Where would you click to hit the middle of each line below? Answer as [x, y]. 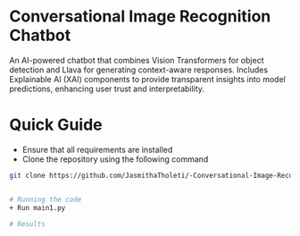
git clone [28, 175]
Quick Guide [56, 125]
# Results [28, 224]
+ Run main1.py [37, 207]
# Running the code [46, 199]
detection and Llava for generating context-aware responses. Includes [139, 70]
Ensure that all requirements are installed [97, 149]
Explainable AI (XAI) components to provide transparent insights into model [147, 79]
